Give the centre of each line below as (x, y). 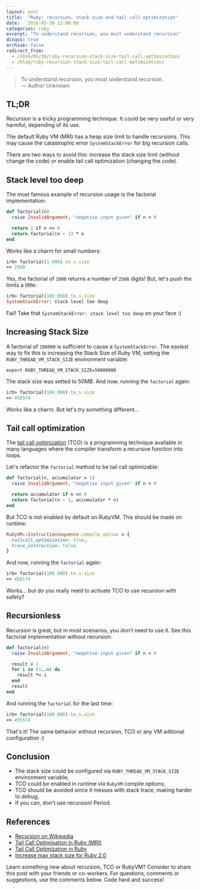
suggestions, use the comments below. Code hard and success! (85, 880)
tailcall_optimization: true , (49, 540)
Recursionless (34, 616)
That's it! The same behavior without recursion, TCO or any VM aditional (95, 731)
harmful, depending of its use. (43, 125)
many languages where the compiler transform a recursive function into (95, 449)
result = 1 (25, 664)
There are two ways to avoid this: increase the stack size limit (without (93, 155)
